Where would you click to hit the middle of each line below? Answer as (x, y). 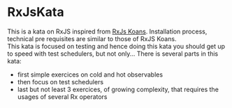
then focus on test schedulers (60, 82)
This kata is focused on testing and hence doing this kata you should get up (116, 46)
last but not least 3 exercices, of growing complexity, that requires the (118, 89)
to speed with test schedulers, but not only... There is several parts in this (113, 54)
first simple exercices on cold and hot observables (90, 75)
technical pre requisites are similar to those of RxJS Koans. (92, 38)
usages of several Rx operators (62, 97)
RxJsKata (36, 12)
